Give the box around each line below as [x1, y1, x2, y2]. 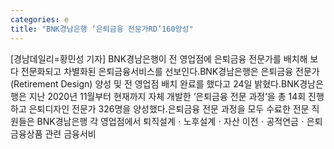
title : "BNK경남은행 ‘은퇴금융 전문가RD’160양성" [10, 24, 194, 34]
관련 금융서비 [44, 127, 97, 140]
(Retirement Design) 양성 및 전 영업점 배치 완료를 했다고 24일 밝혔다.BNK [10, 77, 300, 90]
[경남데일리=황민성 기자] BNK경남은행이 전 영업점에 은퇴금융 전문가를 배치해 [10, 52, 308, 65]
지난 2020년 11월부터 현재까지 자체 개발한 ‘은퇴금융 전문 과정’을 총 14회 [28, 90, 307, 102]
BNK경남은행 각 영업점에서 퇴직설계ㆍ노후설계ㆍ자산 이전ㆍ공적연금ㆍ [36, 115, 307, 127]
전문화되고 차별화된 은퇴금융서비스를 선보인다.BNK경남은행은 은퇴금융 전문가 [20, 65, 320, 77]
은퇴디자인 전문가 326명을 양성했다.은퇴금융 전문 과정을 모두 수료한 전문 [28, 102, 310, 115]
